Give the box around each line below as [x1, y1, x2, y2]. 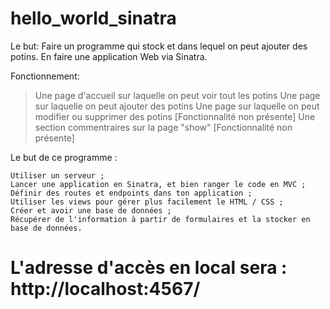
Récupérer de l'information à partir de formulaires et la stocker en [10, 214, 311, 224]
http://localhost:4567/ [10, 278, 201, 301]
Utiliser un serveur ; [10, 170, 105, 181]
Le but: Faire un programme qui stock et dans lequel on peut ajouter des [10, 40, 308, 52]
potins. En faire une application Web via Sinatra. [10, 50, 208, 62]
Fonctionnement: [10, 70, 80, 82]
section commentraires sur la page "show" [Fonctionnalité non [34, 121, 293, 133]
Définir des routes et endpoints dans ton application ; [10, 188, 253, 198]
